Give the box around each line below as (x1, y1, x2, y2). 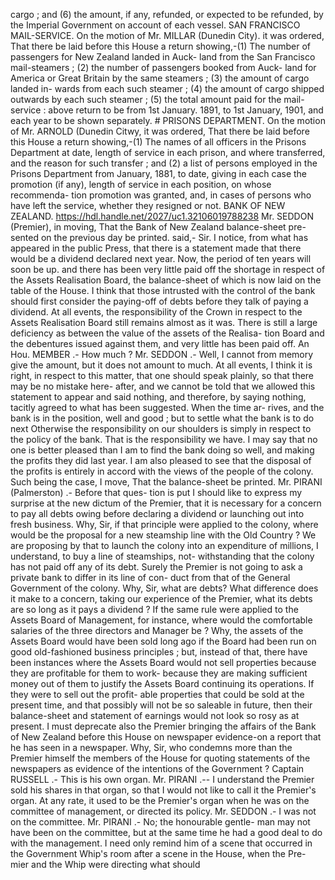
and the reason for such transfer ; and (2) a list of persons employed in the (10, 157, 318, 169)
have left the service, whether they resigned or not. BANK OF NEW (10, 200, 286, 211)
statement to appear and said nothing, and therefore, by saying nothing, (10, 391, 307, 403)
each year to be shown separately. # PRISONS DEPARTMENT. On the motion (10, 115, 326, 126)
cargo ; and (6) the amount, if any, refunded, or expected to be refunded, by (10, 9, 324, 20)
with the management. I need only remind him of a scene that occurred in (10, 837, 313, 849)
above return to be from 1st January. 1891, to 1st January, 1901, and (48, 104, 324, 116)
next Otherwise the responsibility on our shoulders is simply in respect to (10, 423, 312, 434)
